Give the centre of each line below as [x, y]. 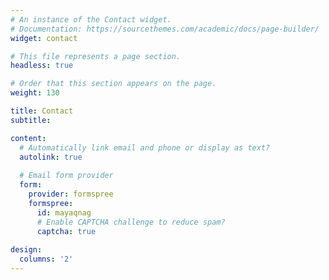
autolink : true [51, 157]
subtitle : [31, 120]
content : [28, 138]
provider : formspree [71, 194]
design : [26, 250]
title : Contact [42, 111]
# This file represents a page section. [96, 56]
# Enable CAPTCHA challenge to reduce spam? [131, 222]
